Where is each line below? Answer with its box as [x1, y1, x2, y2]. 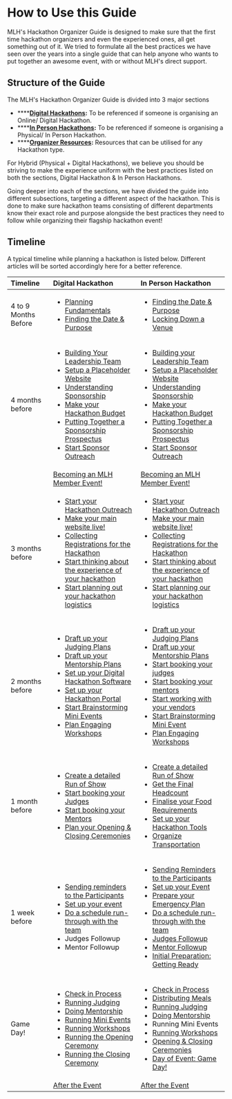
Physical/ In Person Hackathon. [17, 130, 107, 139]
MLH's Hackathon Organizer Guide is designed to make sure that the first [7, 28, 216, 36]
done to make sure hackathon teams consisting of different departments [7, 202, 213, 210]
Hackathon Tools [152, 822, 207, 832]
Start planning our [152, 582, 211, 592]
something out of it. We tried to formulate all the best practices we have [7, 42, 211, 50]
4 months [10, 395, 41, 405]
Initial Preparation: [152, 951, 211, 960]
